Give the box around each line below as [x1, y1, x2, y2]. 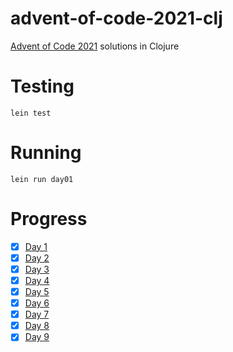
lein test [10, 108, 52, 118]
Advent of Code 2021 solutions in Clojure [10, 40, 180, 52]
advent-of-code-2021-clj [10, 7, 223, 30]
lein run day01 [10, 174, 74, 184]
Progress [10, 208, 88, 230]
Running [10, 142, 82, 164]
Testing [10, 75, 75, 98]
